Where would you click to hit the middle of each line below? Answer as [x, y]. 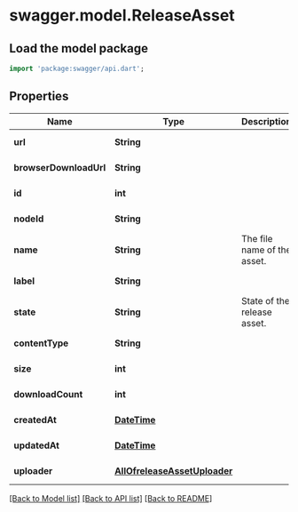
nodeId [29, 219]
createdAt [35, 420]
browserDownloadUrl [60, 167]
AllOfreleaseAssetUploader [173, 470]
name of [259, 250]
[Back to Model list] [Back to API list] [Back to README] [111, 498]
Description [267, 121]
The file [257, 238]
